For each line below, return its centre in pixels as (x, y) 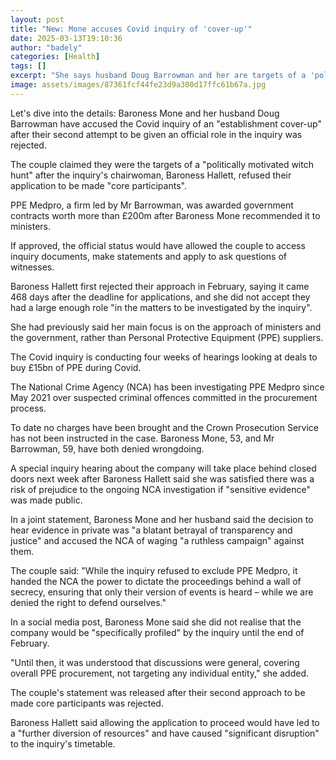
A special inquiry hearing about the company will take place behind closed (163, 468)
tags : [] (28, 66)
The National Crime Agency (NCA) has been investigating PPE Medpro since (167, 387)
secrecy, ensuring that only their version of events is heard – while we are (162, 592)
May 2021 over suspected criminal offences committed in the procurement (164, 397)
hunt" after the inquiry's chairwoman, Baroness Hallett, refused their (151, 175)
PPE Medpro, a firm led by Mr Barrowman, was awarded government (152, 205)
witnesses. (32, 267)
